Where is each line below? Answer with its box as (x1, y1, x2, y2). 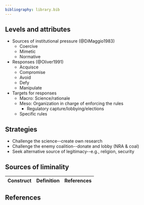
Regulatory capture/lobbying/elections (26, 106, 104, 112)
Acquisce (19, 64, 39, 70)
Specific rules (19, 111, 47, 117)
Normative (19, 54, 41, 60)
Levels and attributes (5, 25, 71, 34)
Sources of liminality (5, 162, 69, 171)
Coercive (19, 44, 38, 49)
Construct (7, 177, 32, 184)
